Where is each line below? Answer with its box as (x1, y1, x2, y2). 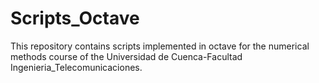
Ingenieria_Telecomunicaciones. (10, 61, 143, 73)
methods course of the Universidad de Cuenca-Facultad (10, 50, 243, 62)
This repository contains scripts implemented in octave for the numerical (10, 40, 310, 52)
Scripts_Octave (10, 7, 140, 30)
